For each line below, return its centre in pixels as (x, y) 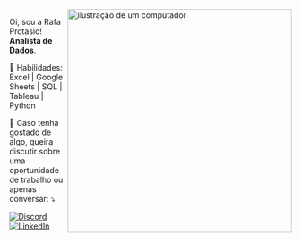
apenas (23, 189)
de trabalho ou (36, 179)
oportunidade (34, 170)
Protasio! (26, 31)
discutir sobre (35, 151)
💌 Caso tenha (34, 123)
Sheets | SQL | (36, 87)
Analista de (31, 41)
